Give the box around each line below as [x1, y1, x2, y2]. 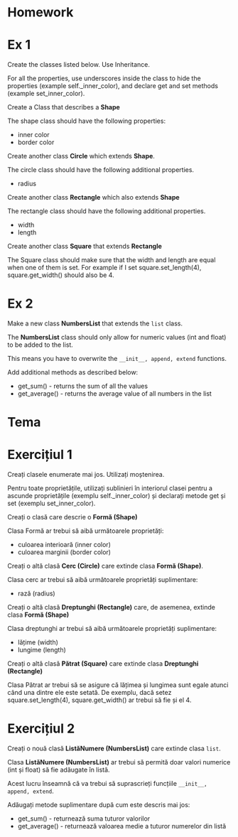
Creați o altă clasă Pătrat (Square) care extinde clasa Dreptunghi [7, 659, 199, 668]
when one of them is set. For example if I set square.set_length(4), [7, 264, 202, 272]
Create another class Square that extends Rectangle [7, 242, 162, 251]
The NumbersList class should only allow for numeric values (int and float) [7, 333, 227, 342]
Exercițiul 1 [7, 447, 72, 463]
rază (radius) [17, 589, 55, 598]
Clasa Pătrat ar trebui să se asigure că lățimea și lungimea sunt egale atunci [7, 681, 229, 689]
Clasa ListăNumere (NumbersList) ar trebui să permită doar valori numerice [7, 758, 231, 767]
